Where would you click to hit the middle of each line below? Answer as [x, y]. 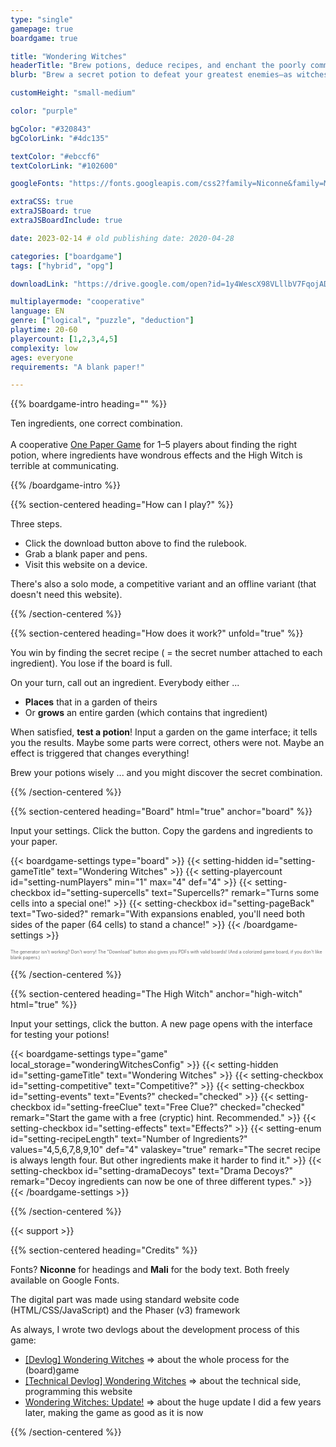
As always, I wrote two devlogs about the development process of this [155, 1330]
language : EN [37, 311]
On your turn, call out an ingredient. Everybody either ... [125, 683]
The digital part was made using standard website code [125, 1300]
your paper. [34, 842]
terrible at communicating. [65, 466]
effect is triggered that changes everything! [100, 753]
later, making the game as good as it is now [114, 1413]
